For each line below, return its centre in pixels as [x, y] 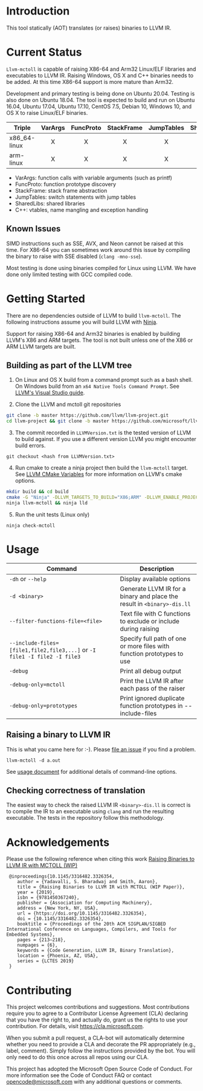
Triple [22, 127]
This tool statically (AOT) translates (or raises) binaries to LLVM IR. [89, 28]
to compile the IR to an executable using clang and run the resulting [90, 811]
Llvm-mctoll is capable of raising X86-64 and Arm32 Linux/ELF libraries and [101, 69]
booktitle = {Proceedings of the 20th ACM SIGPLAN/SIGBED [92, 924]
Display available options [155, 579]
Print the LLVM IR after [152, 681]
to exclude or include [150, 621]
